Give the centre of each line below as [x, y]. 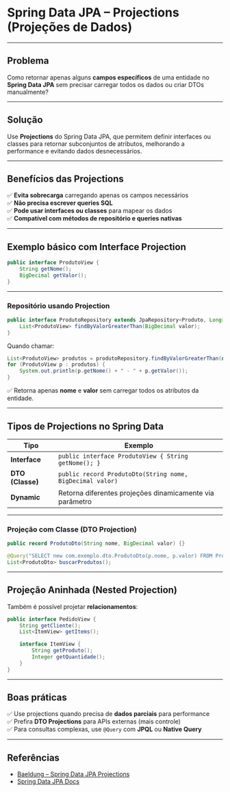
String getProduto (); [63, 651]
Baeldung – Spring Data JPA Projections [73, 774]
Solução [25, 120]
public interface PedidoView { [52, 619]
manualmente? [28, 92]
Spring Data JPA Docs [48, 782]
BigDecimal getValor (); [53, 275]
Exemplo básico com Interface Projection [97, 247]
